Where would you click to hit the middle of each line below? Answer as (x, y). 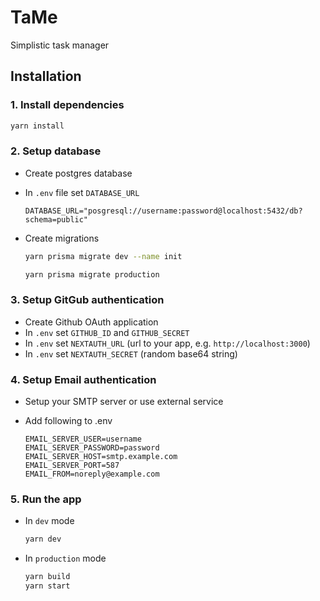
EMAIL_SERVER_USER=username (83, 439)
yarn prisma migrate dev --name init (103, 256)
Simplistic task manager (60, 45)
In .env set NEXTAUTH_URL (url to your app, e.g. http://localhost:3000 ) (167, 343)
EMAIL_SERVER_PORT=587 (72, 466)
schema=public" (56, 219)
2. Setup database (56, 151)
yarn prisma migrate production (92, 274)
